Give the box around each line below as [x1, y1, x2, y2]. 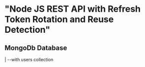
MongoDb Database [4, 44, 68, 52]
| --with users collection [4, 57, 54, 62]
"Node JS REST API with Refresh [4, 3, 141, 15]
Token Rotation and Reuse [4, 14, 114, 25]
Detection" [4, 24, 50, 35]
